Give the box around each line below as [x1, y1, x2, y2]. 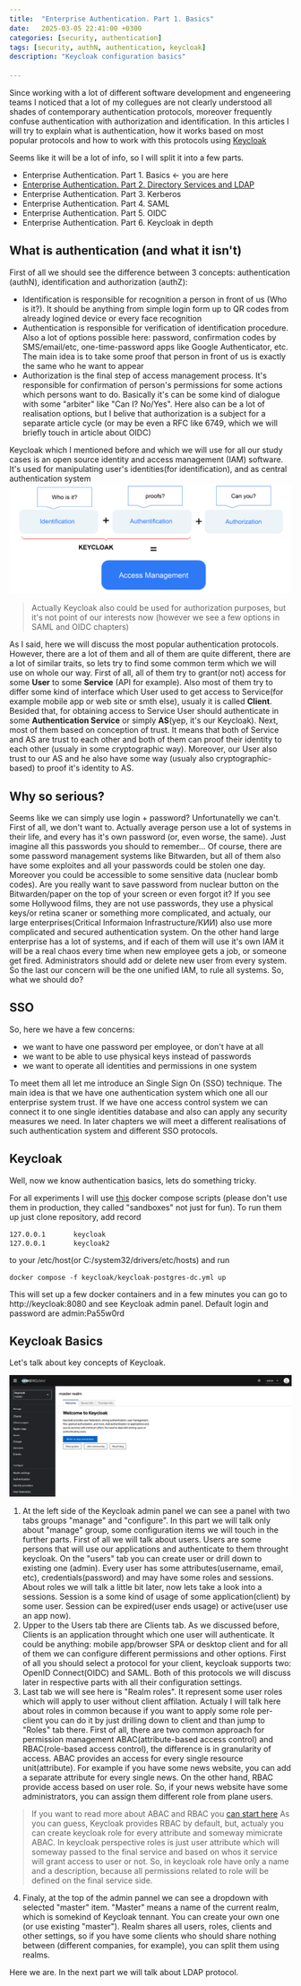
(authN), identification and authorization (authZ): [9, 276, 188, 287]
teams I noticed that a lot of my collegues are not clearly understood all [9, 97, 272, 107]
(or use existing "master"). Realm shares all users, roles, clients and [21, 1922, 272, 1932]
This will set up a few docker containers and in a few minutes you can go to [9, 1288, 288, 1299]
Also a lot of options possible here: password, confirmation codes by [21, 331, 277, 342]
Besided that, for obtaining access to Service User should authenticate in [9, 706, 279, 717]
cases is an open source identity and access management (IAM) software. [9, 453, 284, 465]
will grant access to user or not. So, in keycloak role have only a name [30, 1856, 289, 1867]
